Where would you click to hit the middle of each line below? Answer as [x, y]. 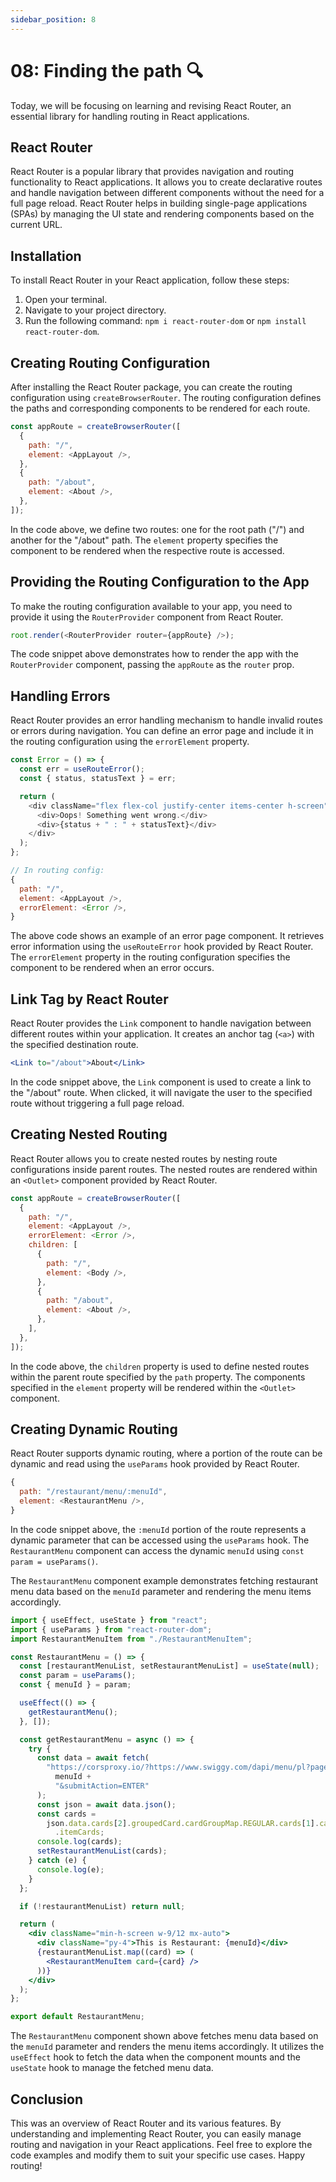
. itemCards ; [79, 1832]
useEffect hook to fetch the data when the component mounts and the [155, 2057]
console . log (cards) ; [79, 1842]
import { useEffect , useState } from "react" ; [109, 1620]
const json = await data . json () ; [106, 1804]
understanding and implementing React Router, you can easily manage [156, 2134]
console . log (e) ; [70, 1869]
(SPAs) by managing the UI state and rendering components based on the [162, 214]
